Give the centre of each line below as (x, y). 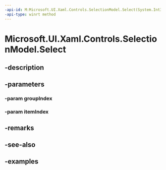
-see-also (20, 145)
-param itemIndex (27, 112)
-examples (22, 162)
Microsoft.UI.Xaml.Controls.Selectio (81, 39)
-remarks (19, 128)
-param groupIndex (28, 99)
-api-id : (14, 10)
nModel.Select (35, 49)
